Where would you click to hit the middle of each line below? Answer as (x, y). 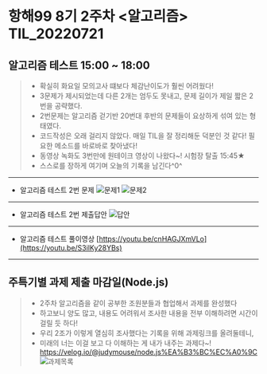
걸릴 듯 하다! (58, 323)
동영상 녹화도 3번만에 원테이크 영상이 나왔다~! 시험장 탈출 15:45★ (142, 156)
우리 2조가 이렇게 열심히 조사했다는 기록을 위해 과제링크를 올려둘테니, (147, 333)
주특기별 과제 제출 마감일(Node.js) (89, 283)
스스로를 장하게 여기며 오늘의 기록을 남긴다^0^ (111, 165)
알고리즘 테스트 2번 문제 (57, 190)
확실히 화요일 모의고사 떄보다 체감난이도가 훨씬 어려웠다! (127, 86)
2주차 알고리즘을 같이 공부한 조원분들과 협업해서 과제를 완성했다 (138, 303)
